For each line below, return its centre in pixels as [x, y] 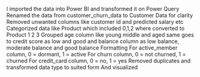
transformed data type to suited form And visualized [72, 67]
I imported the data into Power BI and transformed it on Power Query [93, 9]
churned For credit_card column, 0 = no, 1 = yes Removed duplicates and [98, 61]
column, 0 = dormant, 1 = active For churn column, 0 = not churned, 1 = [96, 54]
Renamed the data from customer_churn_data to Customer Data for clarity [100, 15]
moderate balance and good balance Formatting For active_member [92, 48]
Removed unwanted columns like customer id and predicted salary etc [95, 22]
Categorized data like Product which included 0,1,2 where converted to [95, 28]
